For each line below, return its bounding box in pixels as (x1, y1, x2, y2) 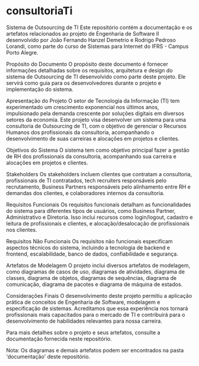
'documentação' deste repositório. (6, 353, 91, 360)
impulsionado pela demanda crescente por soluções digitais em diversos (6, 110, 185, 117)
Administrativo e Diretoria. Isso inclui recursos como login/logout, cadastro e (6, 214, 193, 221)
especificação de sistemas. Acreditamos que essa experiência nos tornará (6, 304, 188, 312)
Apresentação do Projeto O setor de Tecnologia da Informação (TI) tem (6, 97, 180, 104)
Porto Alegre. (6, 49, 38, 56)
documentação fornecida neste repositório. (6, 335, 113, 342)
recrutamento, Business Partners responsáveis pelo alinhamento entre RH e (6, 183, 191, 190)
